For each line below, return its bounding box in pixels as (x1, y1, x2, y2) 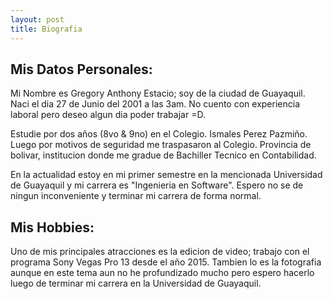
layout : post (10, 14, 65, 25)
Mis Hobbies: (10, 219, 95, 236)
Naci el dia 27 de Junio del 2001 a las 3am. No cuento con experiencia (10, 98, 301, 110)
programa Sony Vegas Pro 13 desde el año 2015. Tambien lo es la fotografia (10, 256, 322, 268)
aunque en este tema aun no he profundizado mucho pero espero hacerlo (10, 267, 315, 279)
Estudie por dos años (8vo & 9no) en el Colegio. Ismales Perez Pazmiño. (10, 128, 308, 140)
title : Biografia (10, 24, 83, 34)
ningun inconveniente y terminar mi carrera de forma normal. (10, 190, 262, 202)
